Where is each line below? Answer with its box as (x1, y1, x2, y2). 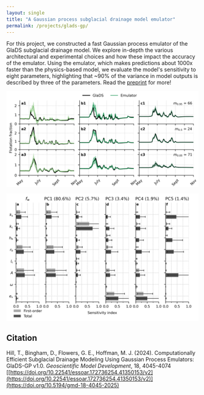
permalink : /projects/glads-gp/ (6, 23, 88, 29)
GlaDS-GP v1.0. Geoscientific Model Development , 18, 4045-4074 (6, 362, 172, 369)
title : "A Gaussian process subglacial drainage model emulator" (6, 16, 175, 23)
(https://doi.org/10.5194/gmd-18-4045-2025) (6, 381, 120, 389)
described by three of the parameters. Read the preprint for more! (6, 79, 172, 86)
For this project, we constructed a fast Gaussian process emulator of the (6, 40, 188, 47)
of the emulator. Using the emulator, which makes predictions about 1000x (6, 60, 193, 67)
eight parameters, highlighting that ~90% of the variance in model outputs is (6, 72, 199, 80)
